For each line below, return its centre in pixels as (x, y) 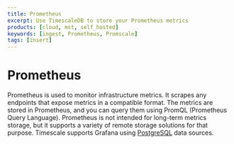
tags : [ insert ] (30, 40)
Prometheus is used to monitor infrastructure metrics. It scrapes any (107, 95)
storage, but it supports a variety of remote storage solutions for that (107, 126)
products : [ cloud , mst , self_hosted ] (63, 27)
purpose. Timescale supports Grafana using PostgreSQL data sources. (111, 133)
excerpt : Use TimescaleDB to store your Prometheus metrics (98, 21)
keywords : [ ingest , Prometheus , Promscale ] (73, 34)
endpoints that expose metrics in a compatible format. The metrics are (110, 103)
